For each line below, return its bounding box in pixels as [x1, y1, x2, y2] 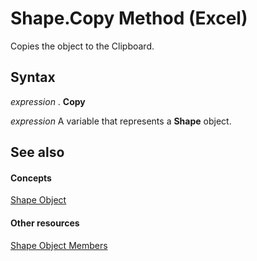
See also [10, 144, 65, 161]
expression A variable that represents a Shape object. [10, 115, 232, 127]
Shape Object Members [10, 239, 108, 251]
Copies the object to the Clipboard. [10, 40, 155, 52]
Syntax [10, 69, 56, 86]
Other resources [10, 217, 80, 229]
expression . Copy [10, 95, 86, 107]
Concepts [10, 172, 52, 184]
